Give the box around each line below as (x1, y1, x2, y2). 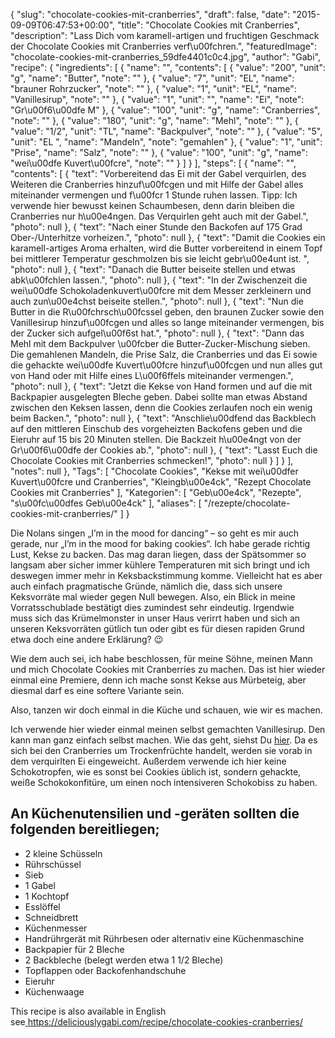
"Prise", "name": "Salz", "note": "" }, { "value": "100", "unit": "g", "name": (10, 147, 308, 158)
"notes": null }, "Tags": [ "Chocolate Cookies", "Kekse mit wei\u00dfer (10, 465, 299, 477)
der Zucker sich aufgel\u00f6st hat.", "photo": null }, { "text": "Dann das (10, 327, 305, 339)
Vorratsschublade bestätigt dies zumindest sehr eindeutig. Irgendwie (10, 602, 295, 613)
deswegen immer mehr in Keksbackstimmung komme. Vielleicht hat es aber (10, 570, 323, 581)
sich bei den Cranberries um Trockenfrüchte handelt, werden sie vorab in (10, 745, 313, 756)
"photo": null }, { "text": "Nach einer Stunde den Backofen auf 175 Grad (10, 221, 303, 233)
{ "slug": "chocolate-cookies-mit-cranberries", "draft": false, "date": (10, 9, 291, 20)
